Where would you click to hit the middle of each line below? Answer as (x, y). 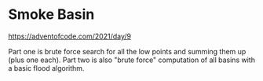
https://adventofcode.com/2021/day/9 (70, 36)
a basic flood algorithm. (46, 68)
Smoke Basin (51, 15)
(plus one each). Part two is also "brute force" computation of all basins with (131, 60)
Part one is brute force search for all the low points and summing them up (127, 51)
